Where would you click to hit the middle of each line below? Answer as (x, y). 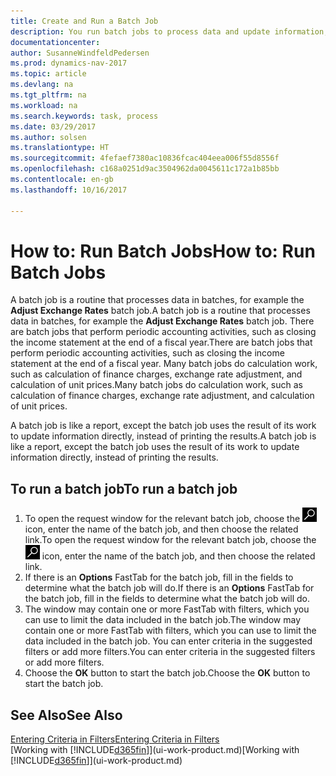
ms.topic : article (48, 74)
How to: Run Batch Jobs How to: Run (163, 251)
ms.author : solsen (48, 137)
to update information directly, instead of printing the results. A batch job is (163, 436)
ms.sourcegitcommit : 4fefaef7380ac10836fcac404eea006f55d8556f (145, 158)
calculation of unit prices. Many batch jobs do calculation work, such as (156, 385)
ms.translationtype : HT (60, 148)
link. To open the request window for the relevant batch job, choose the (170, 540)
